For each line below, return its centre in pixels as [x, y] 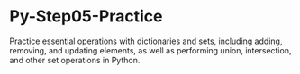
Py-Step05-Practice [86, 16]
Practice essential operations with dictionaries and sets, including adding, [146, 41]
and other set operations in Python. [75, 60]
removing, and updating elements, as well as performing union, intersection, [150, 50]
